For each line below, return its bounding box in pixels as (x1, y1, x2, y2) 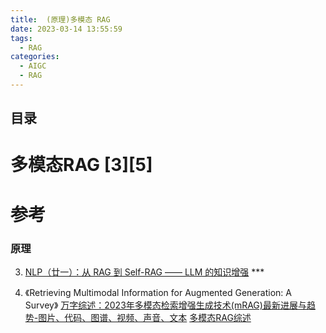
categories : (10, 52, 60, 62)
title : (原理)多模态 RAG (10, 14, 111, 25)
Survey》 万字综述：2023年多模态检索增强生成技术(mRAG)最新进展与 (24, 299, 307, 311)
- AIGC (19, 61, 47, 71)
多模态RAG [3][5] (10, 154, 153, 176)
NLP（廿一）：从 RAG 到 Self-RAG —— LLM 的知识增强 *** (24, 266, 265, 278)
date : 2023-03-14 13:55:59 (10, 24, 123, 34)
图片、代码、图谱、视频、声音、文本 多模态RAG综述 (38, 311, 252, 323)
